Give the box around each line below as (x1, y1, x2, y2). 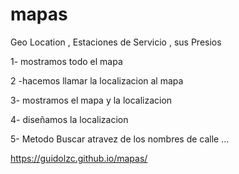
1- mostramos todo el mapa (10, 55, 123, 67)
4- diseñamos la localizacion (10, 113, 129, 125)
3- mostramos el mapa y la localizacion (10, 94, 173, 106)
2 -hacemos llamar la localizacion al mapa (10, 74, 184, 87)
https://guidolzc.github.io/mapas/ (10, 152, 148, 164)
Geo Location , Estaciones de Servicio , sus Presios (10, 36, 222, 48)
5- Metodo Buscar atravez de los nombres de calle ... (10, 133, 230, 145)
